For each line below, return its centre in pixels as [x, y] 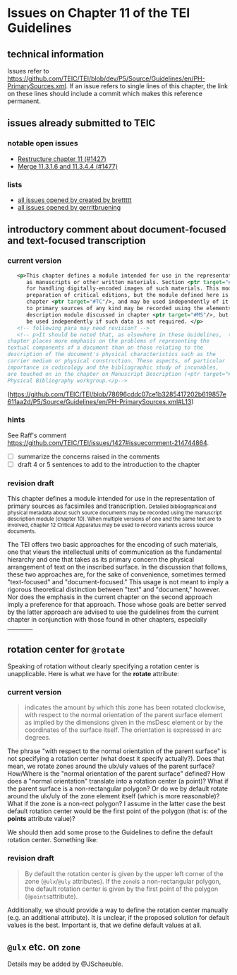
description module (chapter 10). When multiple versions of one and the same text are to [115, 519]
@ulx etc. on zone [44, 947]
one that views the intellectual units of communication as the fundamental [115, 552]
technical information [56, 54]
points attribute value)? [41, 819]
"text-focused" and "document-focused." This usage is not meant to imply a [118, 582]
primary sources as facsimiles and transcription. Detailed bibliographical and [112, 506]
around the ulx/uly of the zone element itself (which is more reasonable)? [114, 796]
